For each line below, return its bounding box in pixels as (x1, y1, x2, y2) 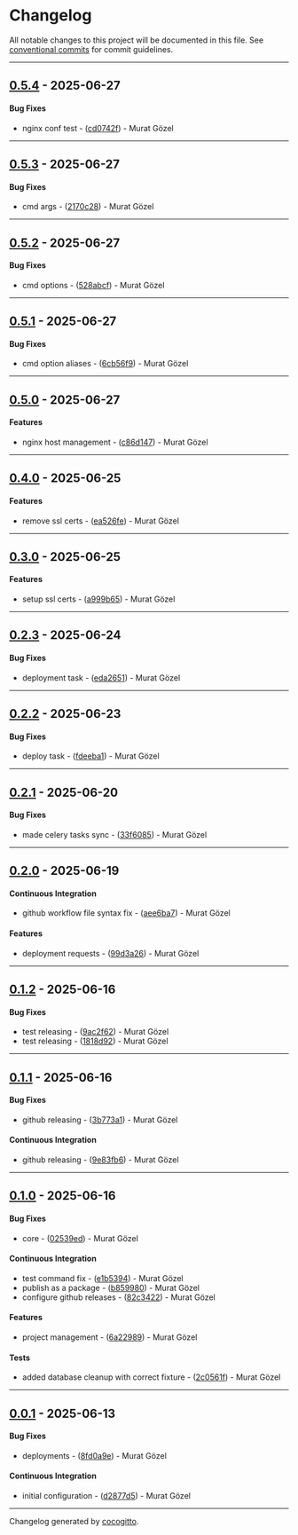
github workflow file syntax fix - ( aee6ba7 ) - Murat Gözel (21, 908, 231, 918)
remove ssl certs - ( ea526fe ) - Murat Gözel (21, 516, 180, 526)
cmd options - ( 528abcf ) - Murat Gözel (21, 279, 165, 290)
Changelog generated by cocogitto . (9, 1516, 139, 1527)
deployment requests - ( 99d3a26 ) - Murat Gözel (21, 948, 200, 958)
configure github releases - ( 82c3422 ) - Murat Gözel (21, 1292, 216, 1303)
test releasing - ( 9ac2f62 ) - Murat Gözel (21, 1027, 169, 1037)
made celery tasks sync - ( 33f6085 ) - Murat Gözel (21, 829, 208, 839)
